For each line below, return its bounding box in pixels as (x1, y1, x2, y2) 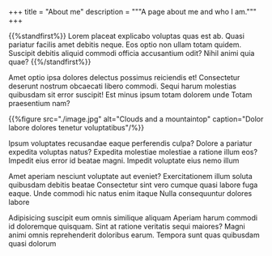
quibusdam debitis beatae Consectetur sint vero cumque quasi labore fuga (8, 180, 258, 190)
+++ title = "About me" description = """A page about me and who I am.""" (8, 7, 257, 16)
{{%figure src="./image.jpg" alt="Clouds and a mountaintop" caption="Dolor (8, 114, 264, 124)
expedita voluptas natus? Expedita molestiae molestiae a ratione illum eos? (8, 147, 257, 156)
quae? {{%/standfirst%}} (8, 57, 91, 66)
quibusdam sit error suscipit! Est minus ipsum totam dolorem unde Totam (8, 90, 253, 100)
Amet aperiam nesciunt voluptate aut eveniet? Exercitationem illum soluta (8, 172, 253, 181)
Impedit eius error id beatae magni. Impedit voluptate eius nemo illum (8, 156, 240, 165)
